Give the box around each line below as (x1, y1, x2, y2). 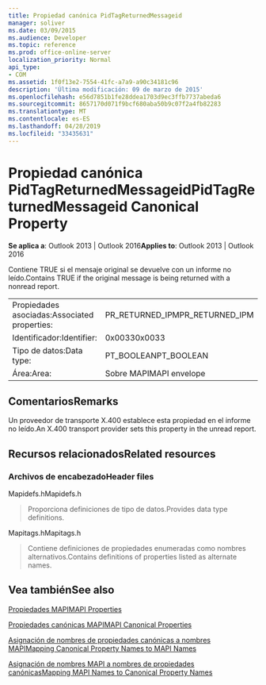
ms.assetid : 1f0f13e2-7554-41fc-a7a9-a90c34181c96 (8, 78, 179, 86)
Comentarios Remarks (8, 394, 119, 408)
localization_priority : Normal (8, 56, 112, 64)
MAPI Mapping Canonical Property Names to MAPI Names (8, 644, 196, 653)
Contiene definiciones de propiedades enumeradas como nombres (27, 544, 247, 553)
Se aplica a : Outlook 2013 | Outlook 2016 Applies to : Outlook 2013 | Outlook (8, 241, 254, 250)
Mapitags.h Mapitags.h (8, 529, 82, 538)
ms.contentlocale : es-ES (8, 115, 90, 123)
